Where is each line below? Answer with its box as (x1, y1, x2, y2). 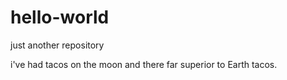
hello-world (10, 6, 110, 29)
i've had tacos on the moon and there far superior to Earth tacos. (10, 58, 278, 70)
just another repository (10, 39, 105, 51)
